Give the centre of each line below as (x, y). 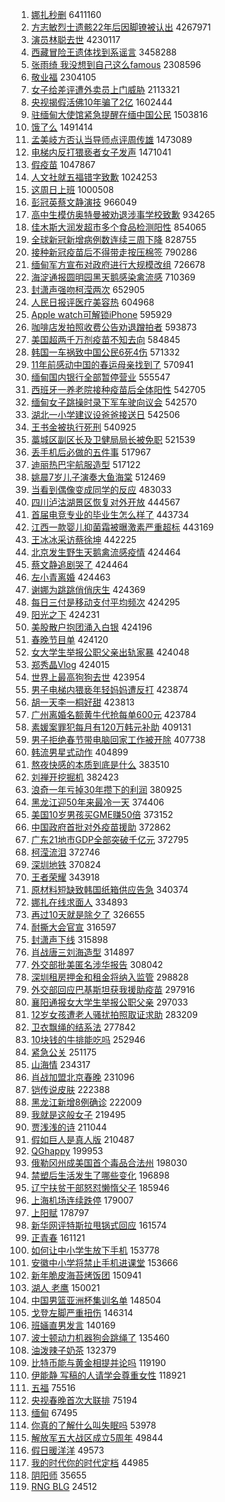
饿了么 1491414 (62, 127)
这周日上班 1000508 (72, 189)
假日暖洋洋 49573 (67, 1450)
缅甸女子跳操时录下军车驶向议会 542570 (114, 402)
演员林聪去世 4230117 (75, 39)
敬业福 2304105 (63, 77)
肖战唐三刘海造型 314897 (82, 952)
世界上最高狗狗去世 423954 (88, 677)
